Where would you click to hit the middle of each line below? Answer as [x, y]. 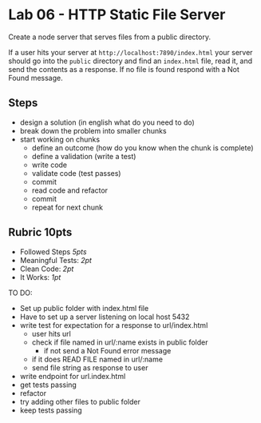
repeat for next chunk [67, 207]
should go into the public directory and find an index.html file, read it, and [130, 61]
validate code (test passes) [76, 173]
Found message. [36, 78]
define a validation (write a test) [84, 156]
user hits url [51, 333]
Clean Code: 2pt [47, 269]
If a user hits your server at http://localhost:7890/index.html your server [130, 52]
